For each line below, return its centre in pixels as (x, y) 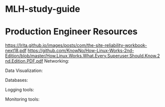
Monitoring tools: (22, 99)
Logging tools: (20, 90)
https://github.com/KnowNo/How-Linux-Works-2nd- (81, 51)
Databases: (17, 80)
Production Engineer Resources (71, 32)
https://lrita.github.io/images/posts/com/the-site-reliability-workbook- (76, 45)
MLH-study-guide (43, 9)
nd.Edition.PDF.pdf (24, 61)
